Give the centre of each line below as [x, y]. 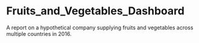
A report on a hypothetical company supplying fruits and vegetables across [100, 27]
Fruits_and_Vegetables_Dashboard [96, 11]
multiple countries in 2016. [39, 33]
